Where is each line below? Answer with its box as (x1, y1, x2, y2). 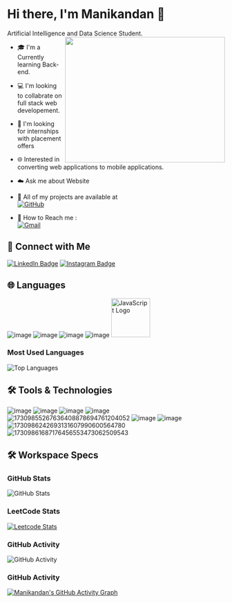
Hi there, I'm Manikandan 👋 (7, 6, 166, 22)
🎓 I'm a (17, 43, 41, 51)
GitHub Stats (7, 474, 51, 483)
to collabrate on (17, 91, 62, 100)
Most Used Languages (7, 348, 84, 357)
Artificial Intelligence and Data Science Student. (7, 29, 143, 37)
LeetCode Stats (7, 507, 61, 516)
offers (17, 141, 35, 150)
